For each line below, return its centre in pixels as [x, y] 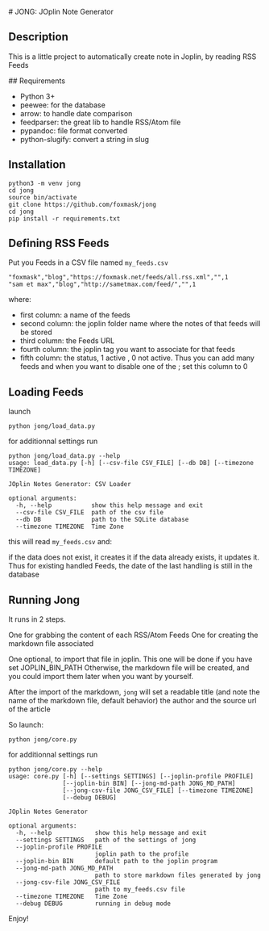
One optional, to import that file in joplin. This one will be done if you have [130, 659]
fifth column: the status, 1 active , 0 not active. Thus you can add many [137, 358]
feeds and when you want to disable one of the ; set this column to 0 [134, 367]
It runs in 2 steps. [37, 619]
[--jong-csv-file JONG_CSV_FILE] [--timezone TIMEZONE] [158, 791]
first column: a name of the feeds [75, 315]
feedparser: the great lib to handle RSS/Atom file [100, 122]
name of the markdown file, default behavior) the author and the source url [132, 701]
